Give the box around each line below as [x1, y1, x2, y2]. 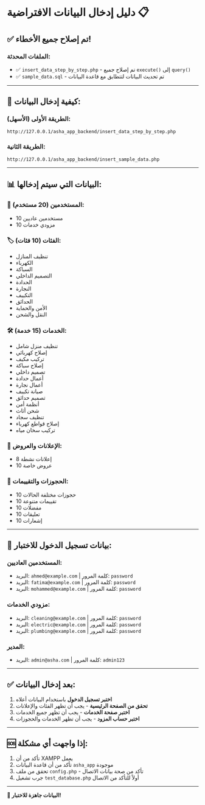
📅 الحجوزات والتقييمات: [7, 477, 69, 486]
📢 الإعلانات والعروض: [7, 442, 63, 450]
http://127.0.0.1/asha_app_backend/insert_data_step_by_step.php [7, 128, 176, 134]
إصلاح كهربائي [15, 349, 47, 357]
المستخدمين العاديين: [7, 559, 63, 567]
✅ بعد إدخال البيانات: [7, 680, 75, 690]
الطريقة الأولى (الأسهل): [7, 114, 71, 123]
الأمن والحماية [15, 304, 47, 312]
